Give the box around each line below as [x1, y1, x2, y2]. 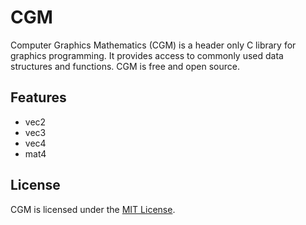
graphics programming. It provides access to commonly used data [10, 49, 284, 61]
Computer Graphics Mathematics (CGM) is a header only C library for [10, 39, 297, 51]
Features [10, 89, 67, 106]
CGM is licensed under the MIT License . [10, 203, 176, 215]
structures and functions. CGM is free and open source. [10, 60, 241, 72]
